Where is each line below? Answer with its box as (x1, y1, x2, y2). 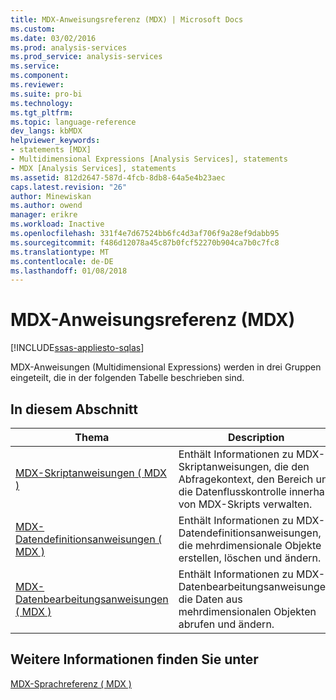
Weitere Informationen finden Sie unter (10, 651, 259, 668)
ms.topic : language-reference (10, 117, 137, 127)
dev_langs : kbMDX (10, 126, 83, 136)
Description (228, 431, 285, 444)
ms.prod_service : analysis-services (10, 52, 163, 62)
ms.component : (10, 71, 70, 81)
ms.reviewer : (10, 80, 65, 90)
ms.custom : (10, 24, 56, 34)
